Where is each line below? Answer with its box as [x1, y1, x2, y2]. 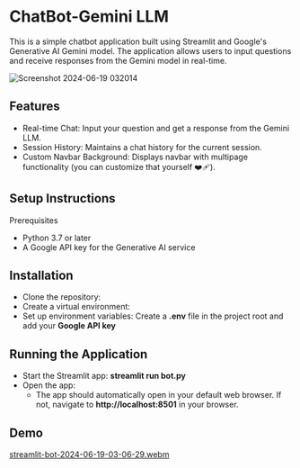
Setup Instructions [9, 191, 116, 206]
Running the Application [9, 346, 148, 362]
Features [9, 99, 60, 114]
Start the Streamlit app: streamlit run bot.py [22, 371, 186, 382]
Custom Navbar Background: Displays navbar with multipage [22, 151, 249, 162]
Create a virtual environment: [22, 301, 130, 312]
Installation [9, 267, 74, 283]
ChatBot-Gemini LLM [9, 6, 169, 27]
